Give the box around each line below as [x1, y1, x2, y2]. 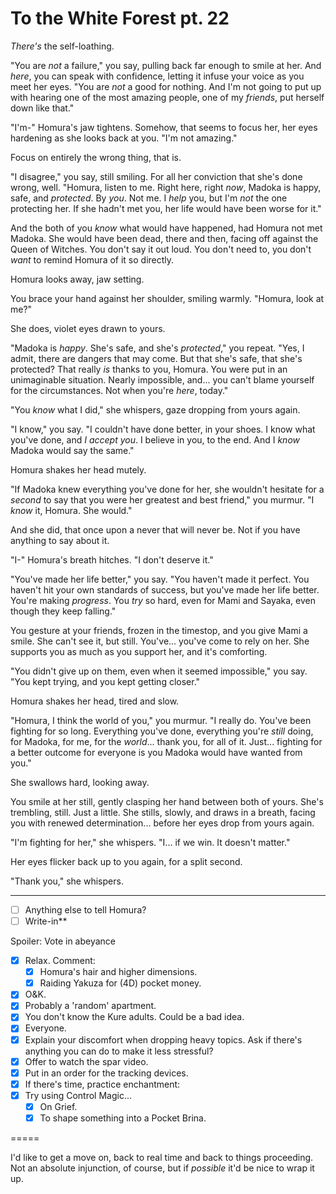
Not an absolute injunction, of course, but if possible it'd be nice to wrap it [10, 1162, 315, 1174]
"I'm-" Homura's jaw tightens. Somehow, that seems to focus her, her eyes [10, 121, 318, 133]
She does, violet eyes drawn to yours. [10, 322, 166, 334]
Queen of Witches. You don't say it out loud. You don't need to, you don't [10, 243, 312, 255]
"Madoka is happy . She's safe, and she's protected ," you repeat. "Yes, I [10, 342, 305, 354]
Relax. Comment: [24, 955, 96, 967]
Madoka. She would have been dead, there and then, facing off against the [10, 232, 319, 244]
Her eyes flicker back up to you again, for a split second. [10, 855, 243, 867]
